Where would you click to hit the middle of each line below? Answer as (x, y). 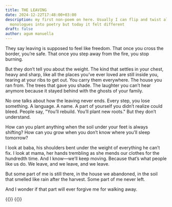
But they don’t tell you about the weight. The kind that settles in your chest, (84, 69)
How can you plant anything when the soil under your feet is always (77, 127)
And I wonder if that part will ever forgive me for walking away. (71, 189)
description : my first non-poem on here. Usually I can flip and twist (83, 19)
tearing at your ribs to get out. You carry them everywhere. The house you (84, 80)
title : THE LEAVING (26, 10)
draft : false (19, 29)
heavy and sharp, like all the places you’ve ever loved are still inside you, (82, 74)
